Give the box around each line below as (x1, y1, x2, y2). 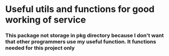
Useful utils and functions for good (5, 3, 155, 15)
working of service (5, 14, 86, 25)
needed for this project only (5, 44, 75, 51)
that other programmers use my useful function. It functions (5, 38, 156, 45)
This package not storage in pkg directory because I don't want (5, 32, 164, 39)
